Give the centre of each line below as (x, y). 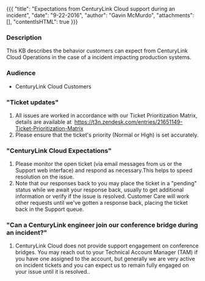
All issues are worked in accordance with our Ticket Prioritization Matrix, (106, 115)
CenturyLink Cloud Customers (53, 86)
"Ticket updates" (33, 102)
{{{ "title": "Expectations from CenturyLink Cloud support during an (91, 9)
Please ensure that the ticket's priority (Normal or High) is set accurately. (107, 135)
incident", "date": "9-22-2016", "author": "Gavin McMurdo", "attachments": (100, 15)
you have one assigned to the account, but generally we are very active (105, 259)
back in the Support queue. (49, 209)
